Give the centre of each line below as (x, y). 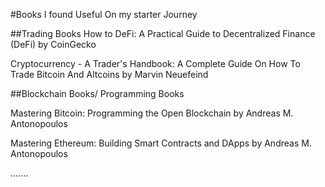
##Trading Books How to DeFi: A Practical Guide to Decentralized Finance (163, 33)
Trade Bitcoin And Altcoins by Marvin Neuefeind (109, 74)
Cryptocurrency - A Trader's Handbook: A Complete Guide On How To (155, 63)
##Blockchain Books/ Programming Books (97, 93)
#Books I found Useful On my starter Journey (104, 14)
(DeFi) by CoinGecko (53, 44)
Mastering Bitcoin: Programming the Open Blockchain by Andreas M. (152, 113)
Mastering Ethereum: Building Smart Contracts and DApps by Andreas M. (161, 143)
